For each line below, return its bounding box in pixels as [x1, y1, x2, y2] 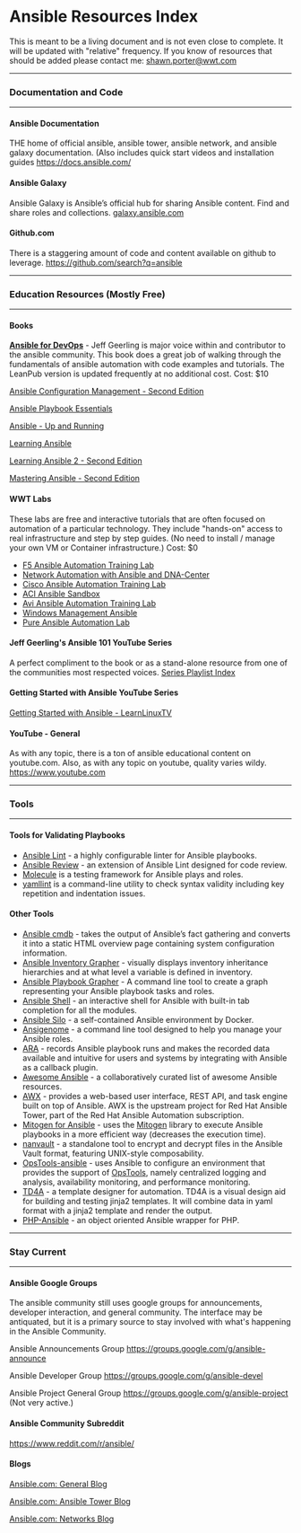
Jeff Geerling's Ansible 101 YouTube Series [9, 638, 173, 648]
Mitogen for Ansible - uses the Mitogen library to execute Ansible [21, 1119, 263, 1130]
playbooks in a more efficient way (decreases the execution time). [21, 1129, 266, 1140]
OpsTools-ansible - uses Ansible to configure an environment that [21, 1157, 266, 1168]
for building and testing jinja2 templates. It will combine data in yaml [21, 1195, 273, 1206]
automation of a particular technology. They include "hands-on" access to [9, 523, 283, 533]
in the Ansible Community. [9, 1326, 107, 1337]
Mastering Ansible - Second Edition [9, 473, 141, 484]
